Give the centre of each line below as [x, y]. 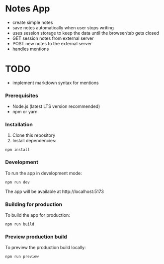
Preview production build [36, 237]
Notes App [28, 9]
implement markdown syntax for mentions [55, 83]
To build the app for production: [38, 215]
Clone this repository [34, 135]
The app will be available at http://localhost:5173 [55, 191]
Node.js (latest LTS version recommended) [56, 106]
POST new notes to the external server [52, 43]
